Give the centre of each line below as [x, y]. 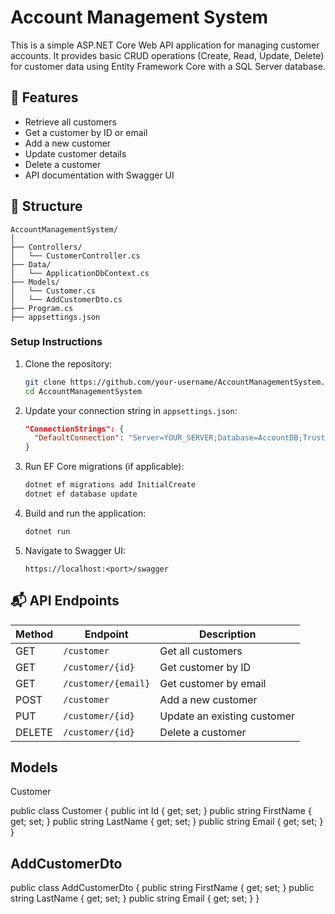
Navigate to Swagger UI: [75, 550]
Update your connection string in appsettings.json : [131, 410]
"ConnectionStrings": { [74, 429]
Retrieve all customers [70, 122]
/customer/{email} [107, 683]
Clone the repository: [68, 363]
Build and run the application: [85, 513]
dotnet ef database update [81, 494]
